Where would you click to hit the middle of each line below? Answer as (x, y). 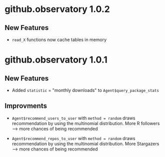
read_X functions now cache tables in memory (59, 39)
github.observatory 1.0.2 (57, 9)
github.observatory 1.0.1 (56, 60)
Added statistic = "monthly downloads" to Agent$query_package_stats (85, 90)
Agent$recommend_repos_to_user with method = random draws (74, 138)
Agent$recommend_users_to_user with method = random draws (74, 118)
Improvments (26, 106)
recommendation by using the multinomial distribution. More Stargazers (85, 143)
